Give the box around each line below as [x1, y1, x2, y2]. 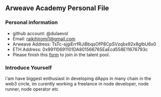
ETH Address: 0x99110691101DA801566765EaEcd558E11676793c [12, 46, 148, 52]
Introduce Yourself [5, 64, 52, 71]
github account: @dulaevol [12, 30, 68, 36]
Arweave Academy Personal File [5, 4, 109, 12]
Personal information [5, 19, 58, 26]
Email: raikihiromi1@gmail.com [12, 35, 75, 41]
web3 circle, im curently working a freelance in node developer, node [5, 80, 149, 86]
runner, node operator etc [5, 86, 59, 92]
